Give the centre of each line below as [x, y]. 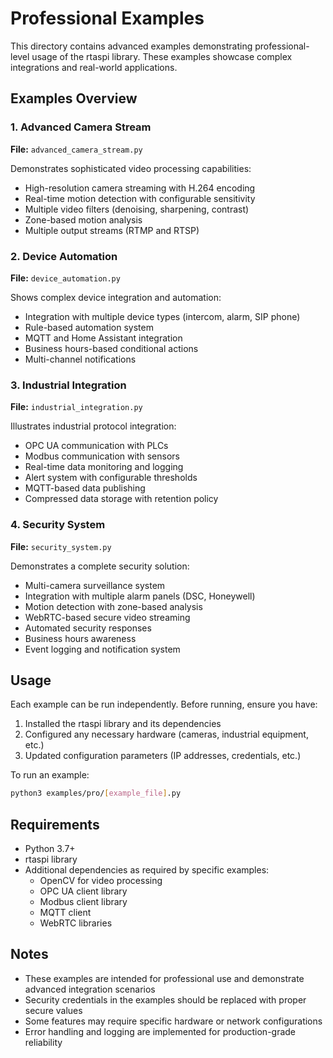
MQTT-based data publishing [85, 488]
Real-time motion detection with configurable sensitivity [140, 198]
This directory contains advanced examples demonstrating [131, 46]
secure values [53, 1010]
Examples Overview [74, 98]
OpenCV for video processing [101, 881]
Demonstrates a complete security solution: [100, 566]
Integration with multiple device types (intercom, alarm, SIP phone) [162, 316]
